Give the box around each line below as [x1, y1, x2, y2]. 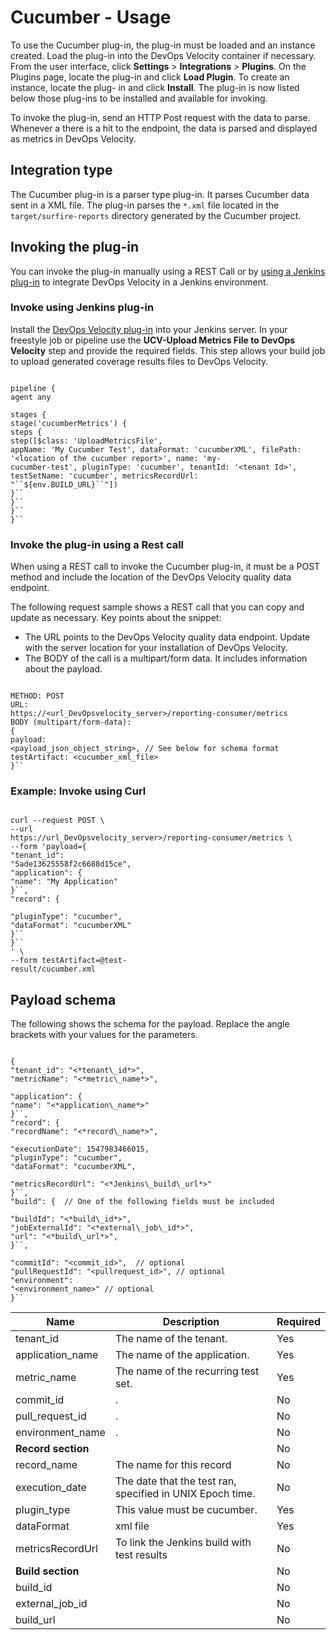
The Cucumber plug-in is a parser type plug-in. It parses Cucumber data [10, 188, 310, 200]
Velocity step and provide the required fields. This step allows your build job [10, 344, 326, 356]
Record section [15, 1442, 90, 1456]
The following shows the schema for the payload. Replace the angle [10, 1018, 290, 1030]
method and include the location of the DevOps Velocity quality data [10, 571, 292, 583]
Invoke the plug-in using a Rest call [10, 537, 185, 551]
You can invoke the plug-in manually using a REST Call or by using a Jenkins [10, 265, 326, 277]
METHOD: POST [10, 691, 65, 701]
